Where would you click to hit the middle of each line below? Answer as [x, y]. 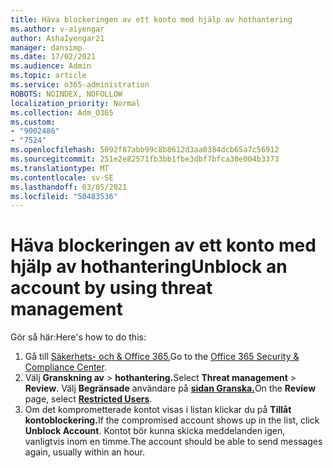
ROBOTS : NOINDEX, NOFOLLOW [66, 94]
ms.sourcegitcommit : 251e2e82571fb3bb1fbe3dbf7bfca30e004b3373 [145, 159]
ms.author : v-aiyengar [57, 29]
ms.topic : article [48, 76]
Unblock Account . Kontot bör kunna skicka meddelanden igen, [155, 431]
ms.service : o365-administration [80, 85]
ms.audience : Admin [51, 66]
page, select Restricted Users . [88, 399]
